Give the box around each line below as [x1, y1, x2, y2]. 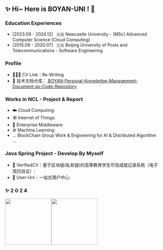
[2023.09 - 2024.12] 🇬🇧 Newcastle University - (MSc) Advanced [12, 31, 147, 37]
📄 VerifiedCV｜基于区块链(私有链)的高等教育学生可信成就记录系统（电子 [12, 162, 159, 168]
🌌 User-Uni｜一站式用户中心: [12, 174, 71, 180]
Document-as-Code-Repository [12, 83, 77, 89]
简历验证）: [12, 168, 35, 174]
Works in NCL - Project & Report [5, 96, 83, 102]
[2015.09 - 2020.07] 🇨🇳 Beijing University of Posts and [12, 42, 128, 48]
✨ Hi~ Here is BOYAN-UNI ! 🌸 [5, 5, 95, 13]
